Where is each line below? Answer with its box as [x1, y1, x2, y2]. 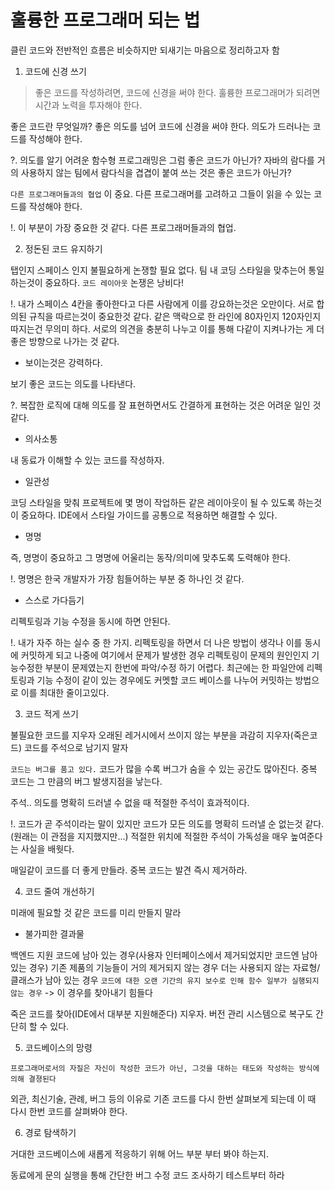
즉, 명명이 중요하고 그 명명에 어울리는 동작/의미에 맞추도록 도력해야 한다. [10, 551, 291, 563]
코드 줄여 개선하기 [24, 885, 95, 897]
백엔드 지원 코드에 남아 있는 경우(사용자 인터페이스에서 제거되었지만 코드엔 [10, 949, 300, 961]
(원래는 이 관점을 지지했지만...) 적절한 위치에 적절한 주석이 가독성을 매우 [10, 830, 289, 842]
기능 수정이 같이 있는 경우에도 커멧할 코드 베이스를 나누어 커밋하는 [36, 674, 293, 686]
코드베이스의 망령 [24, 1041, 93, 1053]
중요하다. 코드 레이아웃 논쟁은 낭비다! [44, 276, 184, 288]
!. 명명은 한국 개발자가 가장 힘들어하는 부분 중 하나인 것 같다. [10, 572, 245, 585]
